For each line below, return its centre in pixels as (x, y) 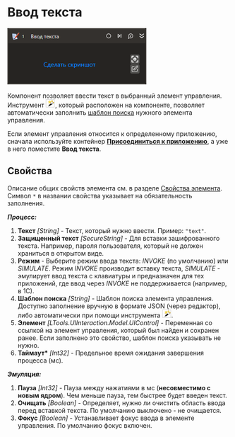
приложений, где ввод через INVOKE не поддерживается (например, (122, 283)
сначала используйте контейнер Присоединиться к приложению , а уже (118, 141)
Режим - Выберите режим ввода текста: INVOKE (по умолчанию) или (123, 261)
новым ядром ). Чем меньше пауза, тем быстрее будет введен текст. (122, 395)
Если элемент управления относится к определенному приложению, (112, 134)
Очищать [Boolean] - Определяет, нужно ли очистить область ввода (121, 403)
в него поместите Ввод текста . (54, 149)
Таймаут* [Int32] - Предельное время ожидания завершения (111, 353)
